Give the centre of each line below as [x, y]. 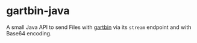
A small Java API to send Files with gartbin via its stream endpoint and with [99, 27]
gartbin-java [38, 11]
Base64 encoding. [29, 33]
